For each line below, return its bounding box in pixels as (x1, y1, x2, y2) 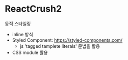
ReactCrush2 (5, 3, 62, 15)
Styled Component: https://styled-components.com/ (12, 37, 123, 43)
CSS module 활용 (12, 49, 48, 55)
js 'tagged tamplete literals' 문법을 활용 (19, 43, 100, 49)
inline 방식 (12, 31, 34, 37)
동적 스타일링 (5, 20, 31, 26)
